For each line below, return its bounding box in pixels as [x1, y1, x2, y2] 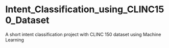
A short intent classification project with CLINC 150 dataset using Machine [5, 31, 161, 37]
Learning [5, 37, 25, 43]
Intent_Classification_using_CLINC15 [5, 4, 164, 15]
